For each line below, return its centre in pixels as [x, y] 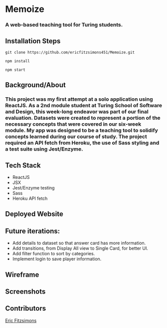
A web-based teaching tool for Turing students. [64, 25]
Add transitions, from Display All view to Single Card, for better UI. [80, 248]
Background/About [35, 85]
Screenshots [25, 292]
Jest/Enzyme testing [33, 188]
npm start [15, 70]
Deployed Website [34, 214]
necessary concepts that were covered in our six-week [73, 124]
